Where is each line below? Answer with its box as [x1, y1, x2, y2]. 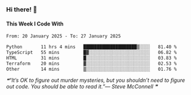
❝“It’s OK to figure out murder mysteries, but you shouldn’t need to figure [6, 77, 186, 84]
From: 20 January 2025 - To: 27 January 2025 [6, 33, 121, 39]
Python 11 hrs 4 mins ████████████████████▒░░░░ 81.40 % [6, 44, 177, 50]
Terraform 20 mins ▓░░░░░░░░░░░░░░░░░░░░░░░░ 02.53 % [6, 61, 177, 66]
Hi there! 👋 [6, 5, 37, 14]
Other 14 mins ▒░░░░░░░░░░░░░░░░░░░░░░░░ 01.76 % [6, 66, 177, 72]
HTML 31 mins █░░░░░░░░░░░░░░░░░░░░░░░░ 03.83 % [6, 55, 177, 61]
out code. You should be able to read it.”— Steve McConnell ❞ [6, 83, 158, 90]
